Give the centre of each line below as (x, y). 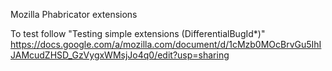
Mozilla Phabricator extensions (74, 14)
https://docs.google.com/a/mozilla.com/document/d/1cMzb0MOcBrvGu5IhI (166, 44)
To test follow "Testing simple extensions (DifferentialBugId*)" (138, 33)
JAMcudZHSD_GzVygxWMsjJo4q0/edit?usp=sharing (120, 55)
